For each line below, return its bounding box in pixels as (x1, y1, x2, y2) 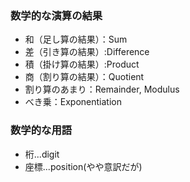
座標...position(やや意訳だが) (24, 160, 143, 172)
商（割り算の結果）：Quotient (24, 71, 145, 83)
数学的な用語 (10, 123, 73, 137)
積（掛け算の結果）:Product (24, 58, 140, 71)
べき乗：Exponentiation (24, 96, 122, 108)
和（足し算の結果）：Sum (24, 33, 128, 46)
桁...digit (24, 148, 60, 160)
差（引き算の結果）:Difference (24, 46, 150, 58)
